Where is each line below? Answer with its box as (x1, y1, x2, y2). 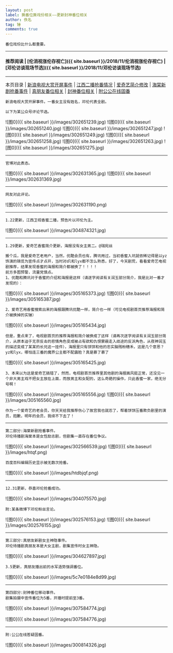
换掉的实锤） (12, 312, 37, 318)
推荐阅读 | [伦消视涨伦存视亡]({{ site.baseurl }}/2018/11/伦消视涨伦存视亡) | (5, 58, 166, 64)
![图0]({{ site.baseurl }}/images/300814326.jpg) (5, 642, 107, 648)
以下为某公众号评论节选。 (5, 109, 51, 115)
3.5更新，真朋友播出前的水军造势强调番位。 (5, 564, 85, 570)
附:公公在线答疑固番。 (5, 632, 46, 638)
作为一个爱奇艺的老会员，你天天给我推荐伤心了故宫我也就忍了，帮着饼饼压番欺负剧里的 (5, 408, 163, 413)
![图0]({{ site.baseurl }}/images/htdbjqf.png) (5, 470, 99, 476)
